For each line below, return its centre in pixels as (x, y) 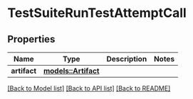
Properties (31, 39)
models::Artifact (71, 71)
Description (127, 59)
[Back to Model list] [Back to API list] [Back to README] (89, 88)
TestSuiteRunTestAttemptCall (97, 13)
